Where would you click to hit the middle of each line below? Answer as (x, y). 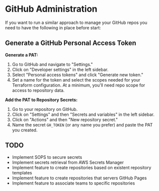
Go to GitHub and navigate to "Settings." (53, 64)
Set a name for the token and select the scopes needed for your (76, 80)
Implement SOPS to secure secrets (47, 157)
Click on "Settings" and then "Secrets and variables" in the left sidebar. (83, 114)
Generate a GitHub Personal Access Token (71, 43)
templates (22, 172)
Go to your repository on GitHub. (45, 109)
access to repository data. (38, 90)
